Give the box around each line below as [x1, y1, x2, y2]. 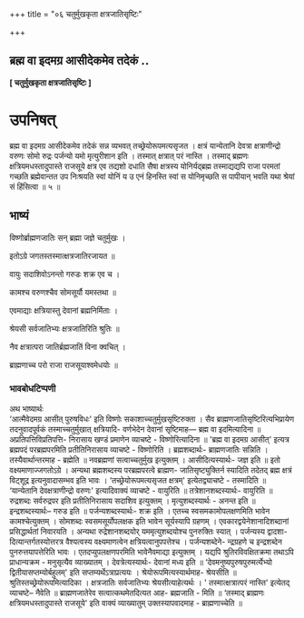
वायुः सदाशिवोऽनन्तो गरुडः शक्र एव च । [9, 268, 121, 279]
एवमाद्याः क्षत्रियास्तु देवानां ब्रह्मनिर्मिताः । [9, 304, 119, 315]
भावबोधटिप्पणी [9, 383, 56, 395]
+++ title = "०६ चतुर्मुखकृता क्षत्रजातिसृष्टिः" [9, 9, 142, 19]
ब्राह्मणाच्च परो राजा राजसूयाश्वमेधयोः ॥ [9, 359, 118, 370]
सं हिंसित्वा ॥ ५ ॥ [9, 181, 61, 192]
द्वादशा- [267, 525, 288, 536]
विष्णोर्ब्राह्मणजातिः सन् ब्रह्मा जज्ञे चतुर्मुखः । [9, 232, 126, 243]
